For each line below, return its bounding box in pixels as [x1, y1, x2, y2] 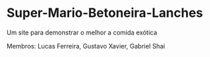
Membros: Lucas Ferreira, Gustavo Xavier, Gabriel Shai [6, 42, 166, 50]
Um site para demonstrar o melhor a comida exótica [6, 28, 158, 37]
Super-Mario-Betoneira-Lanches [6, 5, 204, 21]
